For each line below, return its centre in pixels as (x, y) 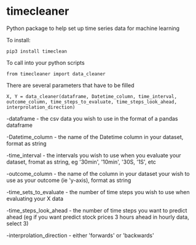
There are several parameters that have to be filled (70, 85)
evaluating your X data (35, 198)
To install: (18, 40)
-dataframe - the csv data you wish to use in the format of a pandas (92, 118)
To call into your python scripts (45, 62)
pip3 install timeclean (37, 51)
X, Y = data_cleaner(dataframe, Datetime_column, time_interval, (92, 96)
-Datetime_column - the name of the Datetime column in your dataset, (95, 137)
